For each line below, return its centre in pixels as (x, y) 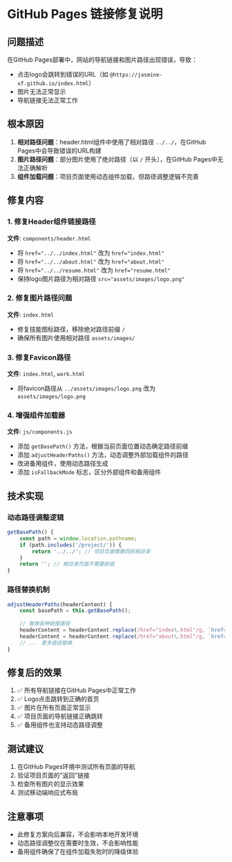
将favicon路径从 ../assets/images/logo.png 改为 (86, 389)
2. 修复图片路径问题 (40, 298)
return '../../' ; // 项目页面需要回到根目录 (91, 551)
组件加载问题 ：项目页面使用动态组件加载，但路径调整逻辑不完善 (108, 176)
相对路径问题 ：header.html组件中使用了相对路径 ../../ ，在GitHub (112, 141)
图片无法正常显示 (41, 91)
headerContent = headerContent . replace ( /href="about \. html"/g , (113, 636)
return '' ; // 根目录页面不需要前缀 (67, 564)
